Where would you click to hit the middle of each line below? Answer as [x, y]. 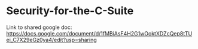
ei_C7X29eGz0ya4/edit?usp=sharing [51, 40]
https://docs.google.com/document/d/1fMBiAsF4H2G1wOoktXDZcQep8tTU [99, 33]
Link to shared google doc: [39, 27]
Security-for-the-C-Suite [70, 11]
